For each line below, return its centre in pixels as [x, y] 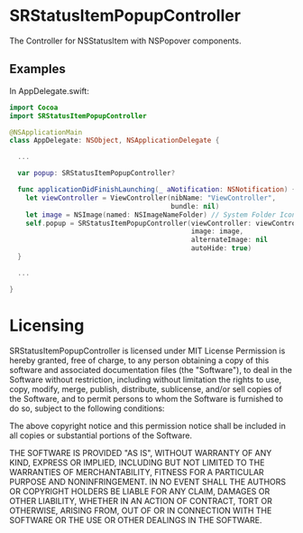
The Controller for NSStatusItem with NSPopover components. [125, 41]
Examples [37, 69]
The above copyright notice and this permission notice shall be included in [147, 425]
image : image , [217, 231]
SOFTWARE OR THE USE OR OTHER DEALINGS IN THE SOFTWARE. [136, 519]
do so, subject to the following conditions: [87, 408]
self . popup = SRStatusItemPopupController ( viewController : [139, 223]
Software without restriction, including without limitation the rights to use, [146, 379]
